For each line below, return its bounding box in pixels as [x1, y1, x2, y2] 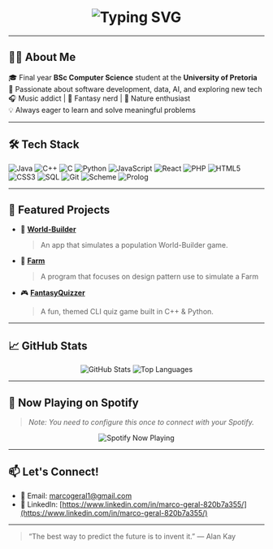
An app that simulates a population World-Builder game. [40, 240, 229, 250]
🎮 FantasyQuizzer [19, 288, 85, 298]
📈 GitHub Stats [8, 339, 88, 352]
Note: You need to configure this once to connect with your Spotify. [28, 417, 254, 426]
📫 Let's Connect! [8, 465, 99, 479]
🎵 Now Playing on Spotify [8, 396, 140, 409]
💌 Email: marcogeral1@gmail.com [19, 491, 132, 500]
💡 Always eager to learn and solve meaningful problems [8, 105, 197, 115]
